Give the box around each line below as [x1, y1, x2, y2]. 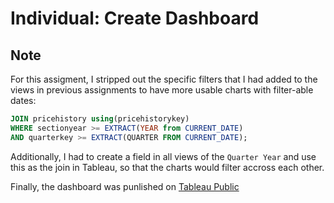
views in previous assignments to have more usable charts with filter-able [10, 84, 314, 96]
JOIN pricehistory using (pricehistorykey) [10, 114, 190, 124]
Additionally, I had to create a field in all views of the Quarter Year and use [10, 150, 317, 162]
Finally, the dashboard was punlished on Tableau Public [10, 180, 240, 192]
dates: [10, 95, 37, 106]
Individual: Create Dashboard [10, 7, 260, 30]
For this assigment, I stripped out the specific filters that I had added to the [10, 73, 318, 85]
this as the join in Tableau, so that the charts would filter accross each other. [10, 161, 325, 173]
